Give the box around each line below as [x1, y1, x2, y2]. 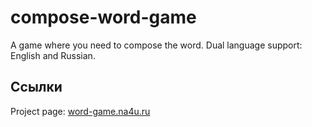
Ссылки [10, 79, 63, 96]
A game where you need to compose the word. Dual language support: [10, 39, 303, 51]
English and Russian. [10, 49, 96, 61]
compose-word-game [10, 6, 197, 29]
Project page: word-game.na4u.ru [10, 105, 151, 117]
